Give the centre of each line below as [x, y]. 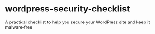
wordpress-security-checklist [67, 9]
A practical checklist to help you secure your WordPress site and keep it [77, 22]
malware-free [19, 27]
